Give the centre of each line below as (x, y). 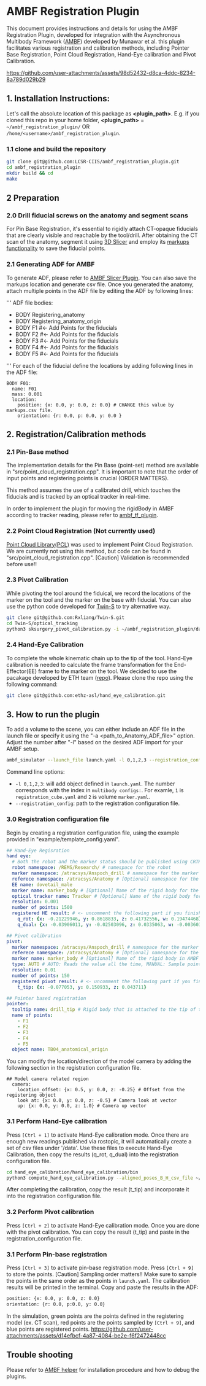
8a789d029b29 (26, 79)
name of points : (32, 1015)
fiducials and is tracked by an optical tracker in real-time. (78, 497)
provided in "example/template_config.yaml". (63, 839)
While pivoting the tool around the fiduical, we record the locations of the (99, 593)
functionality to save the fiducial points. (56, 248)
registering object (31, 1095)
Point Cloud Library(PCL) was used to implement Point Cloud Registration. (100, 544)
